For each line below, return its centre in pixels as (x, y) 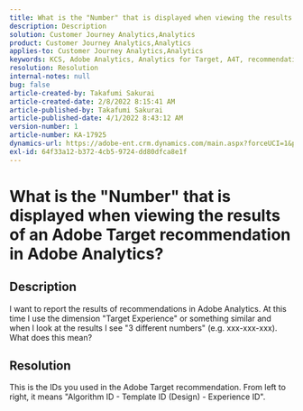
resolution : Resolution (54, 68)
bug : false (30, 85)
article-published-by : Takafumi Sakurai (87, 110)
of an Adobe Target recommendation (150, 234)
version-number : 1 (44, 127)
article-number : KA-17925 (58, 135)
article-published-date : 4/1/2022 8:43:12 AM (96, 118)
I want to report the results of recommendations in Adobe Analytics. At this (148, 308)
